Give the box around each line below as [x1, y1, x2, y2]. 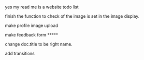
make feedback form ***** [5, 32, 58, 37]
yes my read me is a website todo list [5, 4, 79, 10]
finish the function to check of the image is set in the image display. [5, 13, 140, 19]
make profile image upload [5, 23, 58, 28]
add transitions [5, 50, 35, 56]
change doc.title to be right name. [5, 41, 72, 47]
